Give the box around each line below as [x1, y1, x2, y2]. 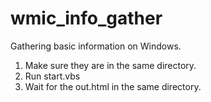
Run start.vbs [24, 70, 81, 82]
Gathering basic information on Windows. [10, 40, 182, 52]
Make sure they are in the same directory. [24, 59, 197, 71]
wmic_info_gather [10, 7, 163, 30]
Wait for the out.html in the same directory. [24, 80, 202, 92]
